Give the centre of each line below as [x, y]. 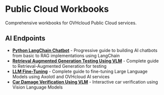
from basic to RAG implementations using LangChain [66, 55]
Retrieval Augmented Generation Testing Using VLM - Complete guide [85, 61]
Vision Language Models [38, 87]
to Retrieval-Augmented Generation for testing [60, 66]
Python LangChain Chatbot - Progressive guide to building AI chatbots [85, 50]
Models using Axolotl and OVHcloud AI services [61, 76]
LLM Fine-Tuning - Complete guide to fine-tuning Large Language [80, 71]
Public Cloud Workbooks [57, 9]
